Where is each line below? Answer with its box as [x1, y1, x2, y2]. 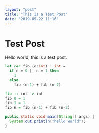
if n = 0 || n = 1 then [9, 68, 59, 73]
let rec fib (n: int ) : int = [5, 64, 66, 69]
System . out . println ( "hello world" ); [9, 119, 86, 124]
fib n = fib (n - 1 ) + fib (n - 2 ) [5, 105, 70, 110]
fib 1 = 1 [5, 100, 26, 106]
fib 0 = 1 [5, 96, 26, 101]
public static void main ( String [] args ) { [5, 114, 95, 119]
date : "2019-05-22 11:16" [5, 16, 59, 21]
